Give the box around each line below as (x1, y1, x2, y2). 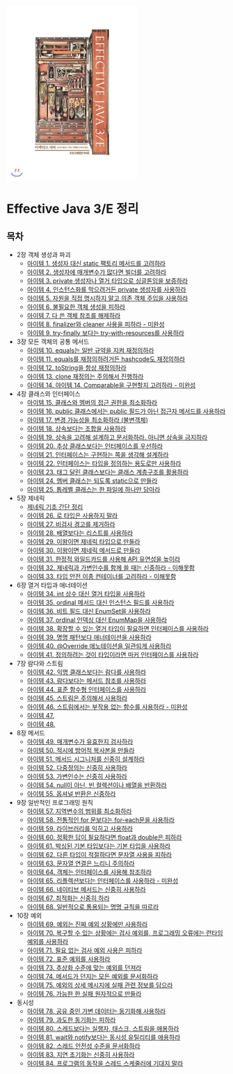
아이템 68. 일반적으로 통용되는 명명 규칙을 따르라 (26, 902, 159, 911)
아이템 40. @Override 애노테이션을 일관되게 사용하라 (26, 641, 172, 650)
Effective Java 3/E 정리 (6, 200, 139, 216)
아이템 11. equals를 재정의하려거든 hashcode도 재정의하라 (26, 355, 186, 363)
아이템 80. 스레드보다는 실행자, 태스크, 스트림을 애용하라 (26, 1024, 179, 1032)
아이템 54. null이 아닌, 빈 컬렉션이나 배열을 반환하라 (26, 780, 168, 789)
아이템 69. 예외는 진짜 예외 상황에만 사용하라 (26, 920, 148, 928)
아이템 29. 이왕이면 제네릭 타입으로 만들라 (26, 537, 140, 545)
